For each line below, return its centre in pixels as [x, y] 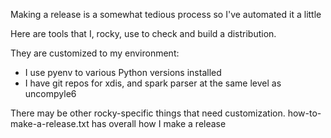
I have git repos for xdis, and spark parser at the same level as [153, 83]
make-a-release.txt [50, 123]
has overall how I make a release [159, 123]
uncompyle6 [50, 93]
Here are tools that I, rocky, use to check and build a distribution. [143, 33]
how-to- [304, 113]
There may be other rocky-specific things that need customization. [148, 113]
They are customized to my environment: [95, 53]
